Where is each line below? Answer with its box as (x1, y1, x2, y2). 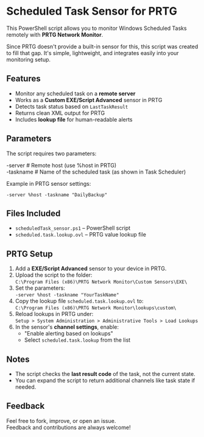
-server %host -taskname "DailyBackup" (6, 191, 108, 198)
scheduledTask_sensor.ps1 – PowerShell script (15, 224, 131, 232)
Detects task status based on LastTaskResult (15, 103, 128, 110)
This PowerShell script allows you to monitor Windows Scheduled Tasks (6, 24, 187, 32)
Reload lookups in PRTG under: (15, 310, 94, 318)
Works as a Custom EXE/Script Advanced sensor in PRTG (15, 96, 163, 103)
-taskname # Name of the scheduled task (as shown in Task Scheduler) (6, 168, 186, 175)
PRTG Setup (6, 249, 53, 259)
